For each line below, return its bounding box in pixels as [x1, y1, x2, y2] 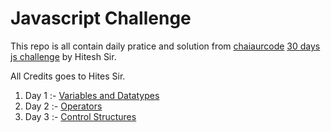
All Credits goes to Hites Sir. [10, 70, 126, 82]
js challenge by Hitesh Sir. [10, 50, 117, 62]
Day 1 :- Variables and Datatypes [24, 89, 160, 101]
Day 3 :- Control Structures [24, 110, 137, 122]
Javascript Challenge [10, 7, 192, 30]
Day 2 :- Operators [24, 100, 103, 112]
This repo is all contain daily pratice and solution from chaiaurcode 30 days [10, 40, 321, 52]
